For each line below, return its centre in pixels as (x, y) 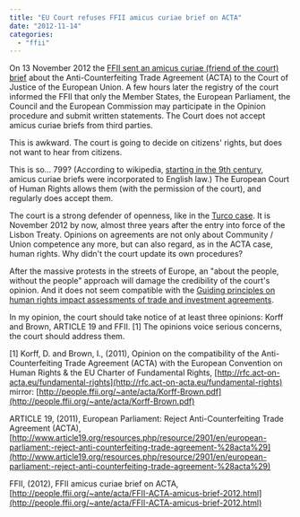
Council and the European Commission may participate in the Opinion (137, 106)
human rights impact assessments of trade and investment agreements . (142, 300)
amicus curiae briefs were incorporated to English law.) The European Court (149, 180)
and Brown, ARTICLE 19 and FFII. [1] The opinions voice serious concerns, (146, 327)
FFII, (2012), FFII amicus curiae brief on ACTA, (94, 484)
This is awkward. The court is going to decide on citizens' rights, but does (146, 143)
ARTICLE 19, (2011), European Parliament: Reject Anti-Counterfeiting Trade (146, 419)
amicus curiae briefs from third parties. (81, 126)
